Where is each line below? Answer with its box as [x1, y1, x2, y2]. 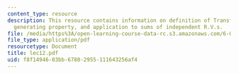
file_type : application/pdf [7, 37, 91, 44]
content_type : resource [7, 10, 78, 18]
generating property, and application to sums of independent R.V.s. [13, 23, 223, 30]
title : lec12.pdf [7, 50, 59, 57]
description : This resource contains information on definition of [7, 17, 211, 24]
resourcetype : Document [7, 43, 78, 50]
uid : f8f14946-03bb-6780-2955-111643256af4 [7, 56, 138, 63]
